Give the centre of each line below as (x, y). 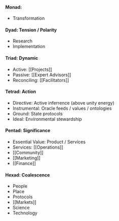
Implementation (29, 47)
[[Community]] (28, 153)
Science (21, 208)
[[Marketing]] (26, 158)
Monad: (13, 7)
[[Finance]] (24, 163)
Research (23, 41)
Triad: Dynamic (22, 58)
